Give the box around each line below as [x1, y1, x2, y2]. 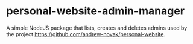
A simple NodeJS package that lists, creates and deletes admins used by [6, 24, 188, 31]
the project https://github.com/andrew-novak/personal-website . [6, 30, 166, 37]
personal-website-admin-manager [6, 4, 185, 18]
